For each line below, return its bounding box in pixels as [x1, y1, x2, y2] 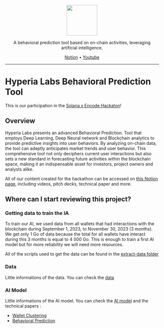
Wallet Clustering [12, 313, 47, 319]
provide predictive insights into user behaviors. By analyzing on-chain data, [5, 140, 157, 146]
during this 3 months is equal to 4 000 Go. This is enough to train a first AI [5, 236, 154, 242]
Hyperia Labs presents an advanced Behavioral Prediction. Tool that [5, 130, 142, 136]
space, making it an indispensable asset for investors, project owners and [5, 161, 153, 167]
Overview [5, 117, 36, 125]
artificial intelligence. [61, 45, 103, 50]
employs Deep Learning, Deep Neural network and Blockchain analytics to [5, 135, 155, 141]
